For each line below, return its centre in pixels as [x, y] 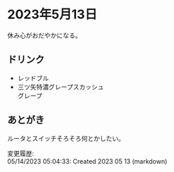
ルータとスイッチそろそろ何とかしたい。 [66, 138]
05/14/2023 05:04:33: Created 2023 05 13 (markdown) [87, 161]
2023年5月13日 [52, 14]
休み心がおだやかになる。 [44, 35]
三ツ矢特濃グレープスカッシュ [61, 87]
